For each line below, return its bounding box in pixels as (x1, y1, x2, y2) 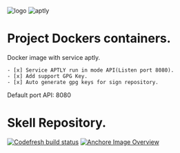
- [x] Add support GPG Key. (7, 72, 88, 79)
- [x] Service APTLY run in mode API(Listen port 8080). (7, 66, 174, 74)
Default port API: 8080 (7, 90, 71, 99)
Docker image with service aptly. (7, 53, 101, 61)
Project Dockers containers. (7, 31, 171, 46)
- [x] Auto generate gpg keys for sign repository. (7, 79, 159, 85)
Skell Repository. (7, 115, 107, 131)
